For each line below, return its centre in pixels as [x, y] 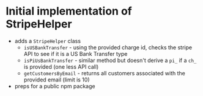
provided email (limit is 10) [57, 80]
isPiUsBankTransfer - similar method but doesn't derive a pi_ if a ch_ [110, 60]
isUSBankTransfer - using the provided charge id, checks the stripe [108, 47]
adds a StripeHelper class [47, 41]
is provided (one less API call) [61, 67]
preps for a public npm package [55, 86]
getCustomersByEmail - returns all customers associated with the [105, 73]
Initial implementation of [69, 11]
